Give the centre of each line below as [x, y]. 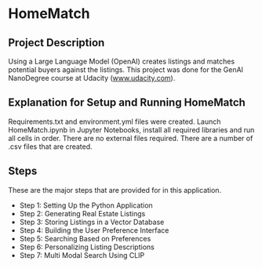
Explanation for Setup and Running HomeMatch [127, 103]
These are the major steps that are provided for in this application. [115, 190]
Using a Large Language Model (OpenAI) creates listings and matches [122, 61]
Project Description [56, 43]
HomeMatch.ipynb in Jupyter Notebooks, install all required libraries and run [131, 129]
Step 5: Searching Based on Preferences [85, 238]
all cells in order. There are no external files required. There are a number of [131, 138]
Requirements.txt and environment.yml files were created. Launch [115, 121]
